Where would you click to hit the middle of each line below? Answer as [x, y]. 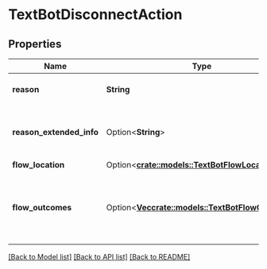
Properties [35, 44]
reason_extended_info [56, 132]
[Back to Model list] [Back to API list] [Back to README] [99, 257]
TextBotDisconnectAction [95, 15]
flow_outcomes [42, 208]
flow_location [39, 165]
